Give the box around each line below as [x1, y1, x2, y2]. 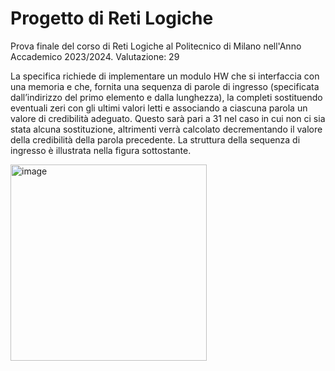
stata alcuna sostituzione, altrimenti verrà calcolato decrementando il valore [10, 123, 323, 135]
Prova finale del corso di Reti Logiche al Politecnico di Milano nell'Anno [10, 40, 302, 52]
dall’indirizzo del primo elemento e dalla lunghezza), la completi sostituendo [10, 91, 323, 103]
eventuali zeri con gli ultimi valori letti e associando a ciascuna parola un [10, 102, 308, 114]
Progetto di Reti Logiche [10, 7, 214, 30]
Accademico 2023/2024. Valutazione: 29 [10, 50, 180, 62]
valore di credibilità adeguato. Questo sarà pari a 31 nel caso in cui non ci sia [10, 112, 326, 124]
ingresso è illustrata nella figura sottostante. [10, 144, 192, 156]
